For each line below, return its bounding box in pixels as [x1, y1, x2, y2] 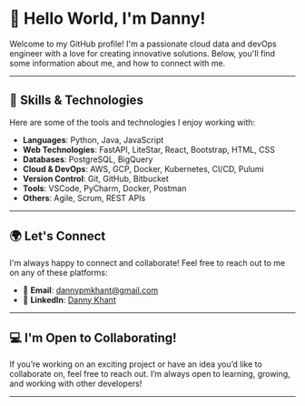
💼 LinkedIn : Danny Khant [22, 294, 116, 305]
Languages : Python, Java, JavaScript [22, 134, 164, 145]
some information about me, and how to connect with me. [9, 57, 226, 68]
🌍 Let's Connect [9, 228, 106, 244]
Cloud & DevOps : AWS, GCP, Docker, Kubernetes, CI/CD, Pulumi [22, 163, 265, 174]
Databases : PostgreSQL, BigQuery [22, 154, 153, 165]
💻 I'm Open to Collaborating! [9, 330, 177, 345]
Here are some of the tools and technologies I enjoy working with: [9, 117, 256, 127]
